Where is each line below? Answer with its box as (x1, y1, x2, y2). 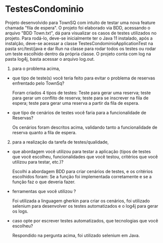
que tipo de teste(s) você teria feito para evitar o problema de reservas (12, 75, 155, 81)
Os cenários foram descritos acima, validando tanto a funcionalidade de (12, 124, 158, 130)
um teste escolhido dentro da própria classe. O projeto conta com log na (5, 50, 151, 57)
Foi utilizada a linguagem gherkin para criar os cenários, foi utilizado (12, 197, 150, 204)
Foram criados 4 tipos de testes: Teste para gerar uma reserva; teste (12, 90, 151, 96)
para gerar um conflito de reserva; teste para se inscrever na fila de (12, 95, 149, 101)
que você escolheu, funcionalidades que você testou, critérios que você (12, 153, 158, 160)
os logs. (12, 208, 28, 214)
